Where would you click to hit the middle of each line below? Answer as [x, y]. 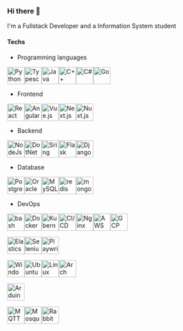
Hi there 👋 [24, 11]
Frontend [30, 94]
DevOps [29, 203]
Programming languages [52, 57]
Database [31, 167]
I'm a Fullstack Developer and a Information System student [92, 26]
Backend [30, 130]
